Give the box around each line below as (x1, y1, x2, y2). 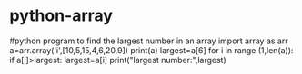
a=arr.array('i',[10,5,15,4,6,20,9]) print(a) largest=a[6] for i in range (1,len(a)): (9, 44, 294, 55)
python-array (9, 5, 114, 26)
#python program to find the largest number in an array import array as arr (9, 35, 288, 46)
